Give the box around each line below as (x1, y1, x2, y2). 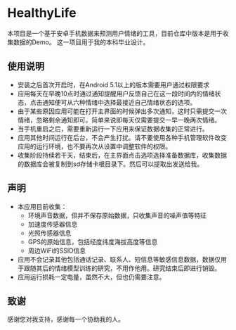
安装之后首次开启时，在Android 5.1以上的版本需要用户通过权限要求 (17, 80, 210, 89)
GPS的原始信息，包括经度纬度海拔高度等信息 (27, 237, 158, 246)
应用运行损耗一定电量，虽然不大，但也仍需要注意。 (17, 272, 166, 281)
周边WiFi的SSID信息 (27, 246, 86, 255)
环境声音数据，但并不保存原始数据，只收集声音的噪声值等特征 (27, 211, 207, 220)
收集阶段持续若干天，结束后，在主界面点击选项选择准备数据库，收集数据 (17, 151, 227, 159)
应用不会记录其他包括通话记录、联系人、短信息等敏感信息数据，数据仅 (17, 255, 221, 263)
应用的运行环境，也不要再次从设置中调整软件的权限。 (17, 142, 172, 151)
